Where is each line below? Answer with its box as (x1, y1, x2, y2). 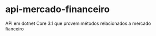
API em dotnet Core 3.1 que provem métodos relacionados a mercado (5, 20, 151, 26)
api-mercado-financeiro (5, 4, 110, 15)
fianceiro (5, 25, 24, 31)
